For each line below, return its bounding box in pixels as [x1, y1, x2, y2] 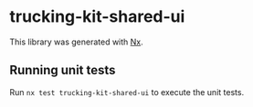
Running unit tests [9, 63, 116, 78]
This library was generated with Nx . [9, 36, 143, 47]
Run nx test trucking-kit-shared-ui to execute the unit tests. [9, 86, 245, 97]
